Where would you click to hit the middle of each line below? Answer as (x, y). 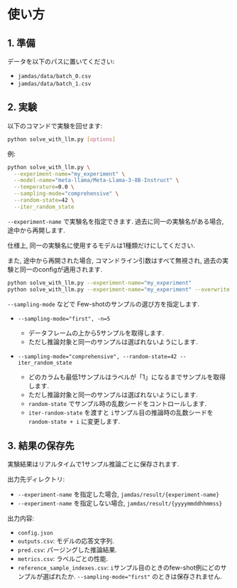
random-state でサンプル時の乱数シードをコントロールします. (117, 403)
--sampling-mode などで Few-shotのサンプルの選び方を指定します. (104, 304)
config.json (35, 533)
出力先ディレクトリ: (36, 479)
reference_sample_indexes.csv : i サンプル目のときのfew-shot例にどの (119, 568)
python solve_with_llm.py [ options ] (61, 139)
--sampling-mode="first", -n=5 (64, 319)
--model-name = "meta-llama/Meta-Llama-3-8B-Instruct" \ (97, 181)
